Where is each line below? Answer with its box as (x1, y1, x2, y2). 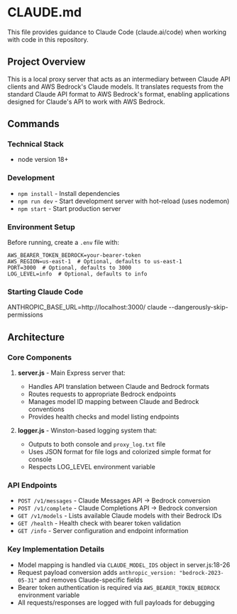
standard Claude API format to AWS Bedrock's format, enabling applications (7, 89, 230, 98)
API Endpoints (7, 480, 57, 490)
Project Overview (7, 56, 86, 68)
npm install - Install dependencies (17, 189, 121, 197)
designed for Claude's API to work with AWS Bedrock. (7, 97, 165, 106)
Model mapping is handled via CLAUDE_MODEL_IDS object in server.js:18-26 (17, 560, 231, 569)
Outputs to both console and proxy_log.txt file (28, 440, 166, 449)
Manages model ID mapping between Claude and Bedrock (28, 398, 199, 406)
